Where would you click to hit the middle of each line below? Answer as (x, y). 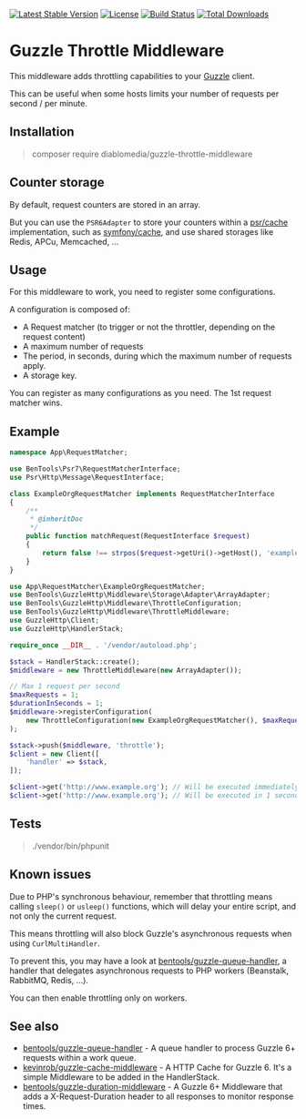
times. (34, 1106)
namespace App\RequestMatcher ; (69, 453)
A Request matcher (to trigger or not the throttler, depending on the (149, 327)
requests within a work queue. (79, 1058)
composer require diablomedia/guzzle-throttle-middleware (142, 154)
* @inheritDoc (56, 519)
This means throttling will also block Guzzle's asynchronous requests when (151, 933)
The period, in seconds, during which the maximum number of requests (157, 356)
